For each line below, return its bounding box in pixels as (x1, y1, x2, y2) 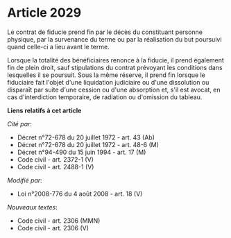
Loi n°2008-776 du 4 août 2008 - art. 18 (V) (17, 189, 143, 198)
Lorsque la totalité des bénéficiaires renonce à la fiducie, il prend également (7, 56, 224, 64)
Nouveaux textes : (7, 203, 58, 211)
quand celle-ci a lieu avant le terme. (7, 42, 110, 51)
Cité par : (7, 119, 33, 128)
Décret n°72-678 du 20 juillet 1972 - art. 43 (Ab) (17, 133, 155, 142)
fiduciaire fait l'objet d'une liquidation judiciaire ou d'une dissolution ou (7, 78, 209, 86)
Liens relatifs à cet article (7, 106, 82, 114)
